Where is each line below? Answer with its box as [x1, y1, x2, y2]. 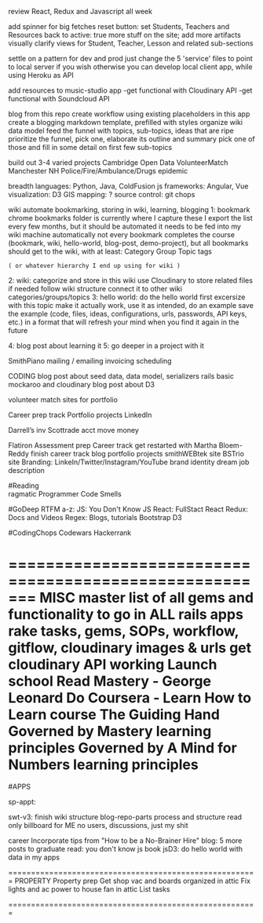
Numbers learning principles [8, 756, 199, 774]
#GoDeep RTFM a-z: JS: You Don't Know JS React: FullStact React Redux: [8, 504, 249, 514]
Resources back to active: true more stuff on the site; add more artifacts [8, 31, 241, 39]
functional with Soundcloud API [8, 94, 110, 103]
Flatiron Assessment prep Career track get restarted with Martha [8, 441, 217, 450]
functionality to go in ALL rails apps [8, 606, 243, 624]
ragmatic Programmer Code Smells [8, 489, 122, 498]
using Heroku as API [8, 71, 75, 79]
